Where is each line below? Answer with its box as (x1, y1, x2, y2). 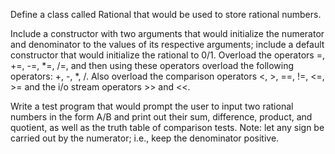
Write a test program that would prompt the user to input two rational (10, 100, 294, 112)
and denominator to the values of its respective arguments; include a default (10, 39, 325, 50)
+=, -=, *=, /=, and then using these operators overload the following (10, 60, 295, 71)
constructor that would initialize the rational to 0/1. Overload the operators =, (10, 49, 325, 61)
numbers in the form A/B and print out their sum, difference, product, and (10, 111, 313, 123)
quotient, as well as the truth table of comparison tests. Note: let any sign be (10, 122, 325, 133)
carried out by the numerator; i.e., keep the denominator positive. (10, 132, 280, 144)
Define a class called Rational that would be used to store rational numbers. (10, 9, 322, 20)
